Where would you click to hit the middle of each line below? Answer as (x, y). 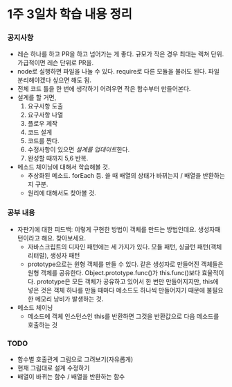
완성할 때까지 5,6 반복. (58, 158)
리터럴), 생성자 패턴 (54, 255)
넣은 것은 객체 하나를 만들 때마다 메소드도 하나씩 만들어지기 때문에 (116, 290)
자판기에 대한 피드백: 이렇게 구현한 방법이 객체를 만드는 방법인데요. (107, 229)
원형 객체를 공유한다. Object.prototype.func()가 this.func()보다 (114, 272)
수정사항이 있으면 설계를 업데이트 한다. (79, 149)
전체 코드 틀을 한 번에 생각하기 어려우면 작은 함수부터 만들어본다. (104, 89)
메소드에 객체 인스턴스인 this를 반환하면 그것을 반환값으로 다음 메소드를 (123, 316)
